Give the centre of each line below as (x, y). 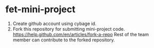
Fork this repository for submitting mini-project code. (69, 29)
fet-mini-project (40, 9)
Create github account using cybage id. (54, 23)
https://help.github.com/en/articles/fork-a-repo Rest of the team (81, 34)
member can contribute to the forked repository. (64, 40)
